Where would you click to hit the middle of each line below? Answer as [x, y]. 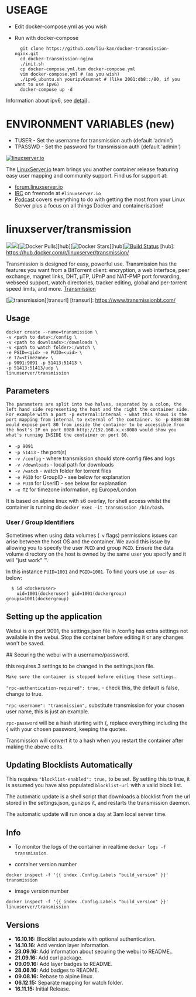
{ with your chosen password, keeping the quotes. [67, 729]
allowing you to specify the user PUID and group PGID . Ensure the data [90, 547]
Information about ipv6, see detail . [48, 100]
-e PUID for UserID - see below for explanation [71, 484]
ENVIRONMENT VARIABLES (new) [90, 124]
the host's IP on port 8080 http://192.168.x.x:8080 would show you [91, 430]
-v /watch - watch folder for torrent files [63, 471]
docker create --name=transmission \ [52, 332]
